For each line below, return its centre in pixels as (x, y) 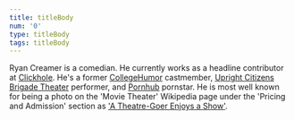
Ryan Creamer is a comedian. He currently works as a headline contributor (147, 68)
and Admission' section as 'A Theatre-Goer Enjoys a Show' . (118, 106)
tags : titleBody (39, 43)
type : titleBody (39, 34)
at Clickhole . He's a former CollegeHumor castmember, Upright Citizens (142, 78)
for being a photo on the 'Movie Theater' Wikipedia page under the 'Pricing (147, 97)
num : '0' (25, 26)
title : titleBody (42, 17)
